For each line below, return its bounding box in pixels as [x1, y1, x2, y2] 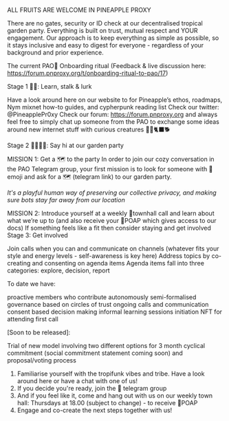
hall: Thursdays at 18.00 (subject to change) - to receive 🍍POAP [17, 399, 198, 407]
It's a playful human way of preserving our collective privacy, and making [7, 188, 217, 197]
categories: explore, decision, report [7, 266, 110, 274]
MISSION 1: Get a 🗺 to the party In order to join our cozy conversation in [7, 155, 215, 163]
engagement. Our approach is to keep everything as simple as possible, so [7, 34, 219, 42]
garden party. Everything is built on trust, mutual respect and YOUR [7, 27, 198, 34]
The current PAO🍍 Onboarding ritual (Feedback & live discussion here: [7, 62, 206, 69]
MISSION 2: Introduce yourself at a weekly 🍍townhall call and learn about [7, 209, 215, 217]
